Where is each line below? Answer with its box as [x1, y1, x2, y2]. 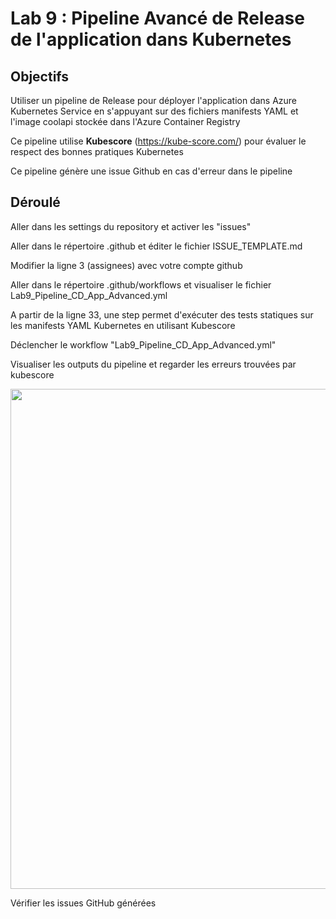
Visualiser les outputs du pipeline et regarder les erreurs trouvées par [10, 358, 297, 370]
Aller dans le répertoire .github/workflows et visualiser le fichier [10, 278, 272, 291]
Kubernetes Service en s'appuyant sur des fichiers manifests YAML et [10, 105, 299, 117]
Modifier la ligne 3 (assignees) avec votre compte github [10, 259, 243, 271]
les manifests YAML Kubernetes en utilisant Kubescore [10, 319, 236, 331]
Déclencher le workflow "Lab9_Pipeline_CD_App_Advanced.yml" [10, 338, 277, 351]
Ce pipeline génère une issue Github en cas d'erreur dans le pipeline [10, 165, 293, 177]
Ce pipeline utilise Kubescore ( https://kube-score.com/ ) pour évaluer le [10, 135, 307, 147]
